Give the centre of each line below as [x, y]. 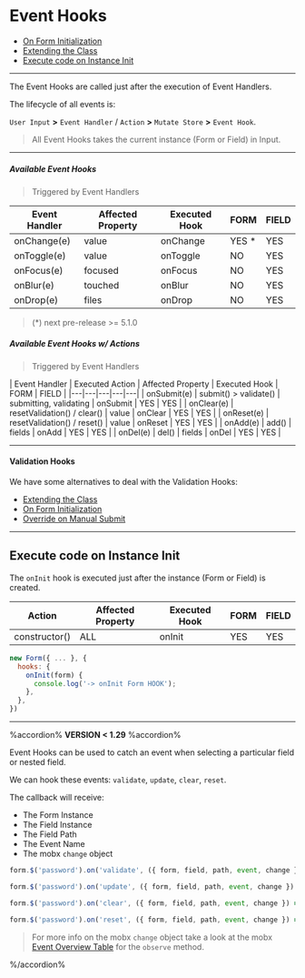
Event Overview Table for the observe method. [118, 946]
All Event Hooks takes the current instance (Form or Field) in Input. [156, 139]
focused [102, 270]
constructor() [42, 636]
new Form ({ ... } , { [49, 658]
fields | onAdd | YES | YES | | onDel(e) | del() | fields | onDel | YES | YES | [145, 432]
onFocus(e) [39, 270]
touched [102, 285]
